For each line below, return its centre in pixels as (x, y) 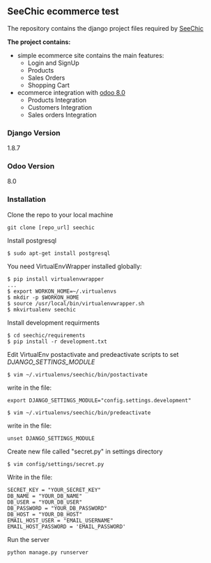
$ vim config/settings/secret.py (56, 464)
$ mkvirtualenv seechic (42, 309)
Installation (27, 200)
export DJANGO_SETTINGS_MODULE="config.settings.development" (99, 400)
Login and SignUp (53, 63)
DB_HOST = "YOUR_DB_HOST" (45, 514)
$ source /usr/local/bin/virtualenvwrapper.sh (76, 303)
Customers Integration (60, 107)
